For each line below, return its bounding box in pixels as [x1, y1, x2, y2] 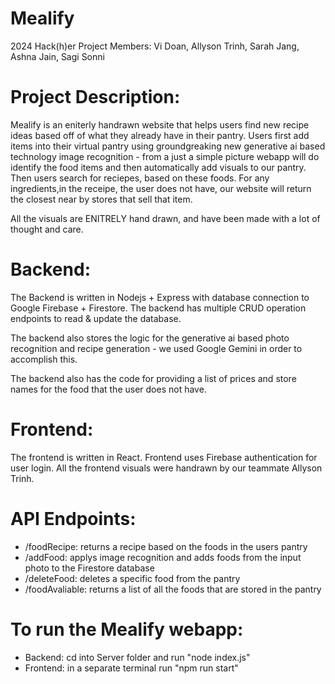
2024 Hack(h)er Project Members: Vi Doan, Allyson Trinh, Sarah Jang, [10, 40, 300, 52]
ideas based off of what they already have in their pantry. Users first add [10, 129, 310, 141]
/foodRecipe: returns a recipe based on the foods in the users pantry [24, 540, 308, 552]
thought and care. [10, 223, 84, 235]
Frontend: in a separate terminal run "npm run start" [24, 662, 239, 674]
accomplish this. [10, 353, 78, 365]
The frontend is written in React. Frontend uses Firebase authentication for [10, 451, 318, 463]
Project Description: [10, 86, 181, 109]
